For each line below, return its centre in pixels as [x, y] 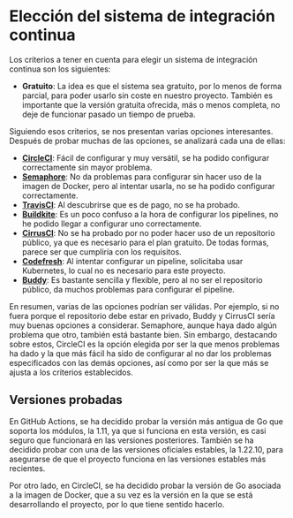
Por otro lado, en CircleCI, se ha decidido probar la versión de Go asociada [145, 485]
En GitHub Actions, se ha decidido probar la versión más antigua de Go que [146, 421]
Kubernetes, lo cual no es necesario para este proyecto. [124, 270]
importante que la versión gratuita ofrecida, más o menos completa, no [151, 104]
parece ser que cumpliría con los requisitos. [102, 251]
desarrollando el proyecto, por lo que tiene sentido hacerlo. [117, 504]
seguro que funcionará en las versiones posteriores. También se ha [131, 440]
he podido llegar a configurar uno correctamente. [112, 224]
